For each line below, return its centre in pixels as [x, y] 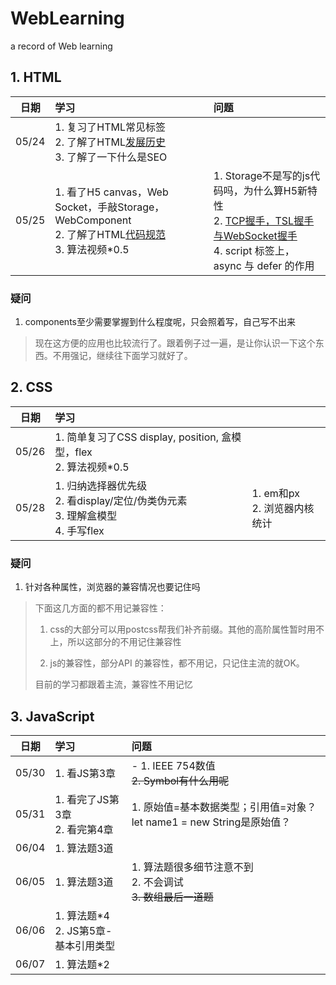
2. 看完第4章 [84, 829]
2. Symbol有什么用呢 [180, 780]
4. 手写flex [79, 530]
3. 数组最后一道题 [172, 897]
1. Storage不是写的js [262, 175]
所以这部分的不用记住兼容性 [124, 642]
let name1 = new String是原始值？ [211, 822]
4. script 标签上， [254, 250]
